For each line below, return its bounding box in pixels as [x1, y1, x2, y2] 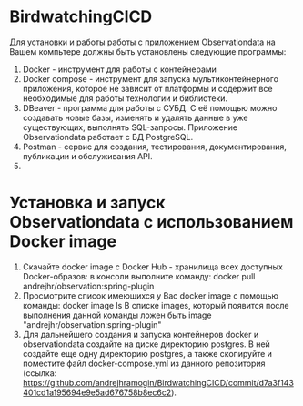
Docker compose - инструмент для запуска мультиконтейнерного [22, 73, 279, 84]
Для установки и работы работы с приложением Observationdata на [9, 36, 276, 47]
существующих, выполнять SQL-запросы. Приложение [22, 121, 238, 133]
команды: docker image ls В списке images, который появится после [22, 299, 289, 310]
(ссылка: [22, 367, 57, 379]
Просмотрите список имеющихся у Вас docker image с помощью [22, 289, 279, 301]
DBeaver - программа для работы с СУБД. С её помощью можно [22, 102, 278, 113]
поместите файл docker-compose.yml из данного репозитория [22, 358, 266, 369]
